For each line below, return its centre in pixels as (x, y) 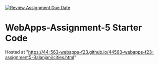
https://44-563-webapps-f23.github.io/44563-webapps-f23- (91, 52)
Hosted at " (17, 52)
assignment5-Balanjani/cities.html (40, 57)
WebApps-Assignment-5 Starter (74, 28)
